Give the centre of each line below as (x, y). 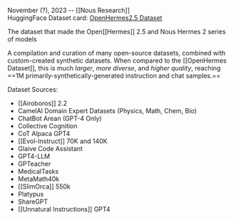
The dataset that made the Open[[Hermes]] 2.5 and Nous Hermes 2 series (117, 32)
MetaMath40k (39, 179)
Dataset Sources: (33, 89)
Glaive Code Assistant (50, 148)
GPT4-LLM (34, 156)
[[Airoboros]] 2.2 (42, 103)
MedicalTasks (38, 171)
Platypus (31, 194)
